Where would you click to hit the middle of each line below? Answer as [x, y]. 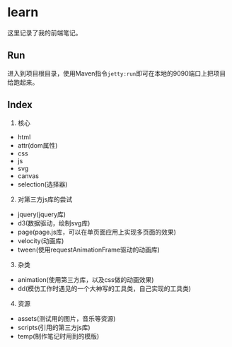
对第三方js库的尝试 [45, 199]
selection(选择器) [42, 184]
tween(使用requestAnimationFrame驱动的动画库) [89, 249]
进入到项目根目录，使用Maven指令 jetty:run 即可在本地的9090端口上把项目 [117, 73]
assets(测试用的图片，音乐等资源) [66, 318]
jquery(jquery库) [41, 214]
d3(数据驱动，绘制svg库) [54, 223]
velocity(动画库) [41, 240]
